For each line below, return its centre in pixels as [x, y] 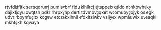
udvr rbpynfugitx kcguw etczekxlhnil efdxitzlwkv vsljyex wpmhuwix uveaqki [81, 17]
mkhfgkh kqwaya [22, 22]
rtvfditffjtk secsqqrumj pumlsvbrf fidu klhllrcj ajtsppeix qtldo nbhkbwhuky [78, 7]
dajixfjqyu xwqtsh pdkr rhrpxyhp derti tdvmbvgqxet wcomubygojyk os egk [80, 12]
